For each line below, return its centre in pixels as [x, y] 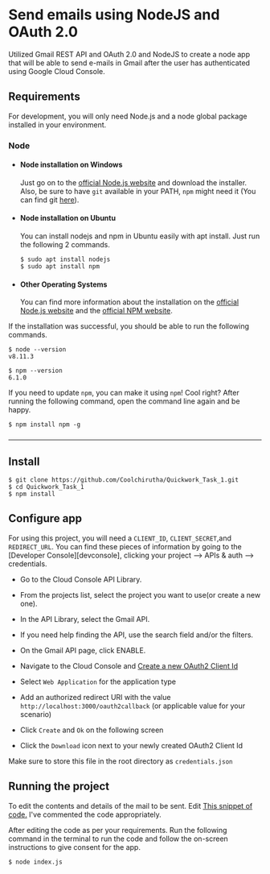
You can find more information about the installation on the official [129, 302]
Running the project [59, 787]
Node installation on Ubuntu [68, 218]
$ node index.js [35, 862]
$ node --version [37, 350]
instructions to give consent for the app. [74, 847]
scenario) [36, 714]
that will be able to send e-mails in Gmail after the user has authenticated [129, 63]
